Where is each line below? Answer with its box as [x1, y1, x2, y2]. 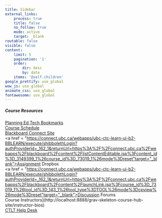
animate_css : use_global [5, 88, 55, 93]
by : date [22, 70, 40, 75]
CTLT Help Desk [5, 207, 38, 213]
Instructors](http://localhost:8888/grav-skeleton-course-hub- [20, 197, 144, 203]
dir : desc [22, 66, 42, 71]
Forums [100, 192, 116, 198]
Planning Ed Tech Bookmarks [5, 120, 64, 126]
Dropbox [42, 161, 59, 167]
